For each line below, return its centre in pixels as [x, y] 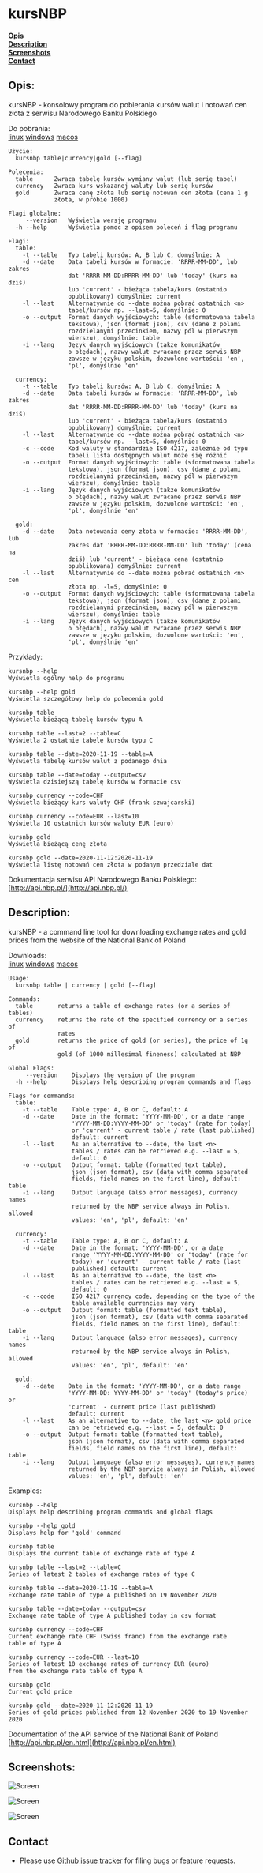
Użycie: [21, 151]
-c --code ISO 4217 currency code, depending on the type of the [139, 1296]
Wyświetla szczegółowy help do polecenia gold [86, 699]
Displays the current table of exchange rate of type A [102, 1553]
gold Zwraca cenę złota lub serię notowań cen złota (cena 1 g [131, 193]
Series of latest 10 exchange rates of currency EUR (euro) [109, 1664]
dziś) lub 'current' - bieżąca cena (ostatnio [146, 559]
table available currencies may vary [133, 1303]
